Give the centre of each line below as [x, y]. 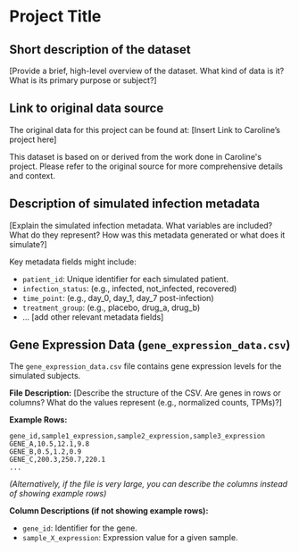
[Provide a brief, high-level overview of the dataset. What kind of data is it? [147, 71]
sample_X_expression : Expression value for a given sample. [130, 538]
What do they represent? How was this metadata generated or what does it [147, 235]
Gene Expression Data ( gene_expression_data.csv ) [150, 345]
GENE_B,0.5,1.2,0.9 [46, 452]
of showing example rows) [58, 494]
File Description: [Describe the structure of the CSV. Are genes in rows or [145, 393]
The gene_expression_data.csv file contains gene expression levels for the [145, 366]
